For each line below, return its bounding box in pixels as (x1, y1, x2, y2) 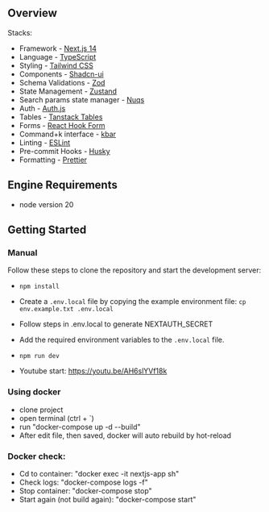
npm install (19, 282, 60, 291)
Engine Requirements (7, 178, 118, 192)
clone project (19, 405, 64, 414)
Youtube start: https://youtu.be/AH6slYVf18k (19, 366, 168, 376)
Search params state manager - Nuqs (19, 94, 145, 104)
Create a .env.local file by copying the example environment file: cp (19, 297, 246, 306)
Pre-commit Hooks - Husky (19, 146, 110, 156)
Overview (7, 6, 58, 20)
